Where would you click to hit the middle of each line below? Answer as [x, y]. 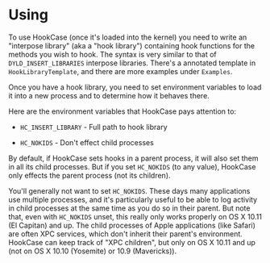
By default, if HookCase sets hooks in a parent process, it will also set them [133, 158]
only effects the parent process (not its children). [89, 175]
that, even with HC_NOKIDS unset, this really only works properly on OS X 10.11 [135, 216]
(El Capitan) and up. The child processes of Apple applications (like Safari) [132, 225]
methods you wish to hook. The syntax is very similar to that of [113, 54]
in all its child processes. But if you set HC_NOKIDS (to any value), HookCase [132, 166]
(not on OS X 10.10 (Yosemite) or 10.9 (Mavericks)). [93, 251]
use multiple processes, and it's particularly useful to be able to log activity [133, 199]
